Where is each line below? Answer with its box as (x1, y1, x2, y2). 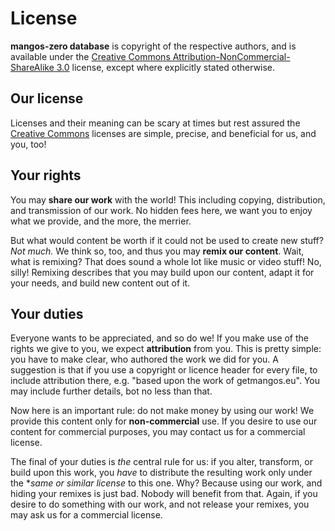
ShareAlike (10, 61, 55, 73)
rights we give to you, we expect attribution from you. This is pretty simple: (10, 343, 322, 355)
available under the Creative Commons (10, 50, 171, 62)
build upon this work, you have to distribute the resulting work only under (10, 467, 313, 479)
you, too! (10, 138, 47, 150)
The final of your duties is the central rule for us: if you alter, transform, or (10, 456, 313, 468)
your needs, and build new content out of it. (10, 277, 191, 289)
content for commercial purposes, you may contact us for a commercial (10, 426, 306, 438)
